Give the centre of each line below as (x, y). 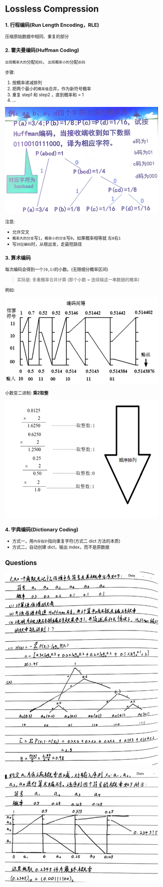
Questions (21, 563)
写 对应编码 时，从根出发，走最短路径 (47, 244)
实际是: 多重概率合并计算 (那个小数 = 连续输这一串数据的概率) (78, 280)
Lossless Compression (52, 9)
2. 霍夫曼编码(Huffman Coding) (42, 51)
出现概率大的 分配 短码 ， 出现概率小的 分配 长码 (45, 62)
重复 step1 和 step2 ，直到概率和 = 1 (48, 94)
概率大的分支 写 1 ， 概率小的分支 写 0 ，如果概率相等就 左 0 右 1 (66, 238)
